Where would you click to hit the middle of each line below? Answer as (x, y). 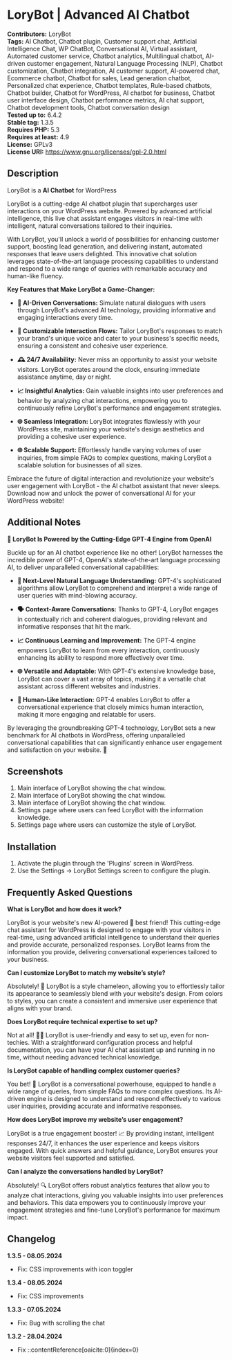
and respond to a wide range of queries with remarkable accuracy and (107, 268)
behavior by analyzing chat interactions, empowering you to (102, 400)
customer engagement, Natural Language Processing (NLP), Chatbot (125, 63)
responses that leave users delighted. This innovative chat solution (102, 253)
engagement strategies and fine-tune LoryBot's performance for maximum (114, 1210)
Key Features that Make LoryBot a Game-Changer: (81, 289)
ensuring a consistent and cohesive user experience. (93, 346)
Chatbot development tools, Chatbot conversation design (89, 107)
